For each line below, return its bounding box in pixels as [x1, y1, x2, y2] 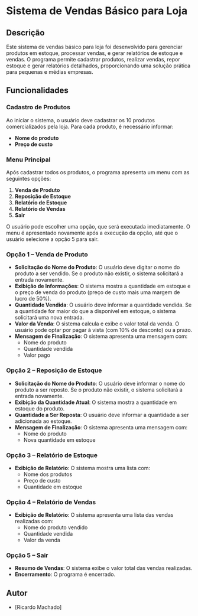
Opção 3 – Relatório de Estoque [6, 451, 98, 459]
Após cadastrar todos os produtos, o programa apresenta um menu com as [6, 168, 190, 175]
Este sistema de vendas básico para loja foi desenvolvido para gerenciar [6, 43, 183, 50]
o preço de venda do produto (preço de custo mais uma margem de [14, 289, 180, 296]
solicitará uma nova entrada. [14, 314, 85, 321]
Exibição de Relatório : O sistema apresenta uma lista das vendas [14, 511, 174, 519]
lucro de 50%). [14, 295, 51, 302]
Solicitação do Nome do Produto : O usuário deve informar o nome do [14, 380, 185, 387]
